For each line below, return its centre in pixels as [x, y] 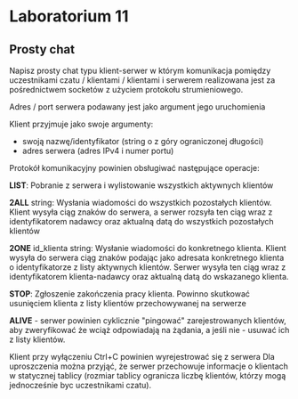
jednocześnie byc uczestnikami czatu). [81, 385]
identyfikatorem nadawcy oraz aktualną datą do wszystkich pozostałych [141, 221]
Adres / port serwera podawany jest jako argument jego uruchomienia [137, 107]
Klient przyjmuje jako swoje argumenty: [81, 124]
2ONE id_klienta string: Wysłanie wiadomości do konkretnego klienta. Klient [148, 248]
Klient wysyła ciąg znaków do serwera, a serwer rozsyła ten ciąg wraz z [141, 212]
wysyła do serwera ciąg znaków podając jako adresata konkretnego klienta [147, 257]
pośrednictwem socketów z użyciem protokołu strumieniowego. [126, 90]
